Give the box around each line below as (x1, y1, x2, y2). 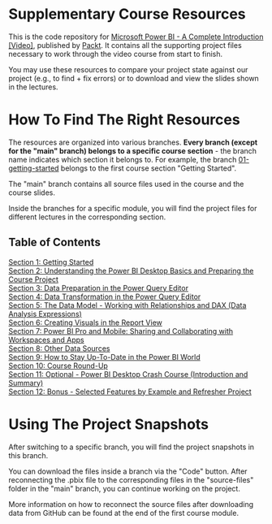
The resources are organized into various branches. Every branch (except (8, 137, 258, 147)
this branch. (8, 450, 49, 460)
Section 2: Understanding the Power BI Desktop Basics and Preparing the (8, 266, 254, 275)
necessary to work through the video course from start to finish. (8, 49, 223, 58)
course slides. (8, 188, 55, 197)
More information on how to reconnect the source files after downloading (8, 499, 254, 509)
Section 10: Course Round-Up (8, 361, 108, 370)
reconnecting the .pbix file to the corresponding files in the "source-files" (8, 474, 254, 484)
